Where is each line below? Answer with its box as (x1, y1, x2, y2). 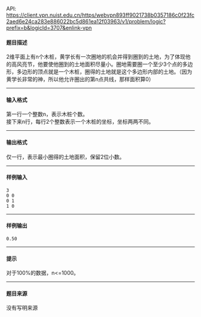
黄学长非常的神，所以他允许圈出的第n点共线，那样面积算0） (6, 76, 154, 83)
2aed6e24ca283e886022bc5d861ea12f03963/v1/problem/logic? (6, 18, 166, 25)
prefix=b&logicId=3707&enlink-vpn (6, 24, 92, 31)
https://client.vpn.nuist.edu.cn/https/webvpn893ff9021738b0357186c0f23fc (6, 11, 195, 19)
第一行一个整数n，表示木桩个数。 (6, 110, 89, 118)
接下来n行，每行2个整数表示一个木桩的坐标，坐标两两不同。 (6, 118, 154, 125)
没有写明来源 (6, 304, 38, 312)
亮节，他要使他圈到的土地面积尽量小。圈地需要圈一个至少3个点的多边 (22, 61, 193, 68)
